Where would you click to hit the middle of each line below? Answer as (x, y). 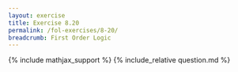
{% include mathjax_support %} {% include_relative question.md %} (119, 60)
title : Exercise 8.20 (44, 23)
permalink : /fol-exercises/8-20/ (63, 30)
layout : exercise (37, 15)
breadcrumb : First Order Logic (60, 38)
